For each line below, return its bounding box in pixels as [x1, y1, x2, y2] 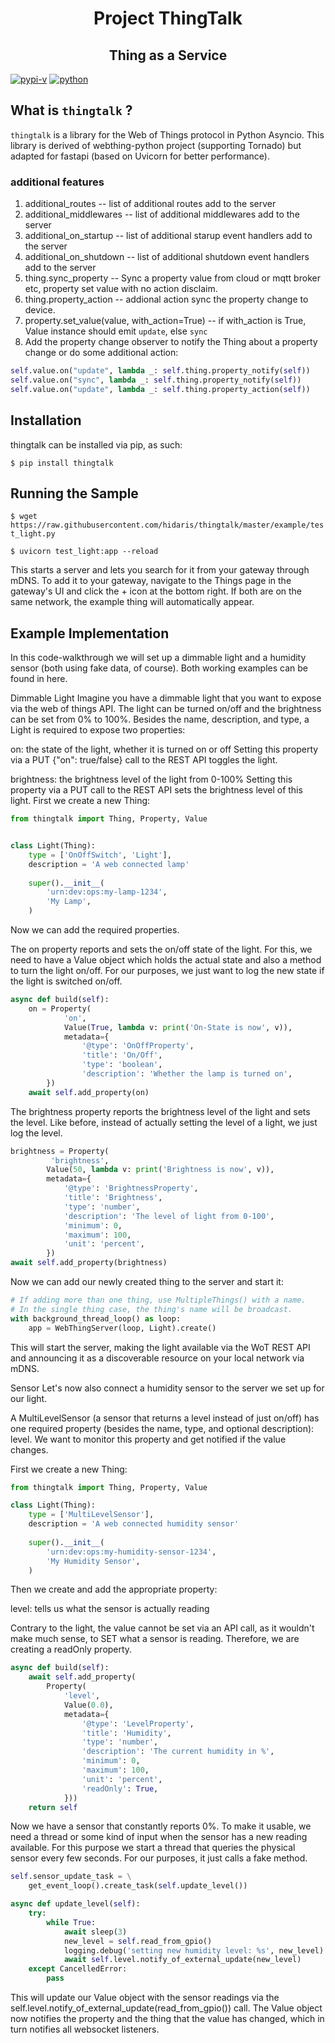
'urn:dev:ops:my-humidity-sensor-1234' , [46, 1547, 217, 1557]
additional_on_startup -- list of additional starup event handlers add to [24, 230, 313, 242]
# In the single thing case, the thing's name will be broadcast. [10, 1304, 293, 1314]
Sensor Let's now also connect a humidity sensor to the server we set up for [10, 1382, 325, 1394]
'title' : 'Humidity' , [81, 1728, 172, 1738]
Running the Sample [10, 485, 139, 502]
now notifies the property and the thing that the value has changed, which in [10, 2013, 325, 2025]
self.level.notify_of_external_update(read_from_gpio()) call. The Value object [10, 2002, 323, 2014]
